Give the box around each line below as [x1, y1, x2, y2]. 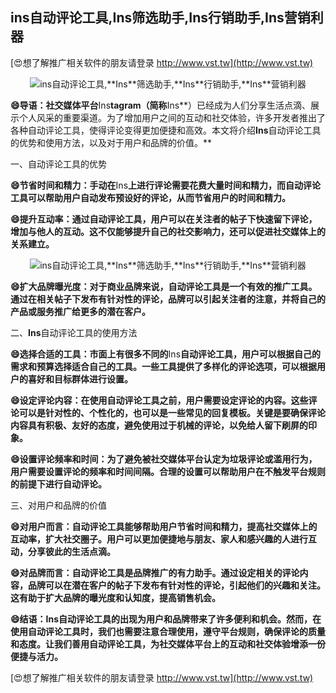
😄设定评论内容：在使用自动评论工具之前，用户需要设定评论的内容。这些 [10, 394, 309, 406]
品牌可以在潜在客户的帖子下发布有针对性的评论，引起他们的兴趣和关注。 [27, 579, 326, 591]
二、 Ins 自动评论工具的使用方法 [10, 326, 138, 338]
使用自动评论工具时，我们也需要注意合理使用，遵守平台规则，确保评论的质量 [10, 625, 326, 637]
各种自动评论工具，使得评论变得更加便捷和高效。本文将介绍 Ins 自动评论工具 [10, 124, 322, 136]
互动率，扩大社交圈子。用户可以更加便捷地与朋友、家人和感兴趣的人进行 [10, 533, 308, 545]
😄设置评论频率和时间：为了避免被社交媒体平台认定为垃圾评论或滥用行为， [10, 453, 318, 465]
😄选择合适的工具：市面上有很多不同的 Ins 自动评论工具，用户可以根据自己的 [10, 348, 322, 360]
